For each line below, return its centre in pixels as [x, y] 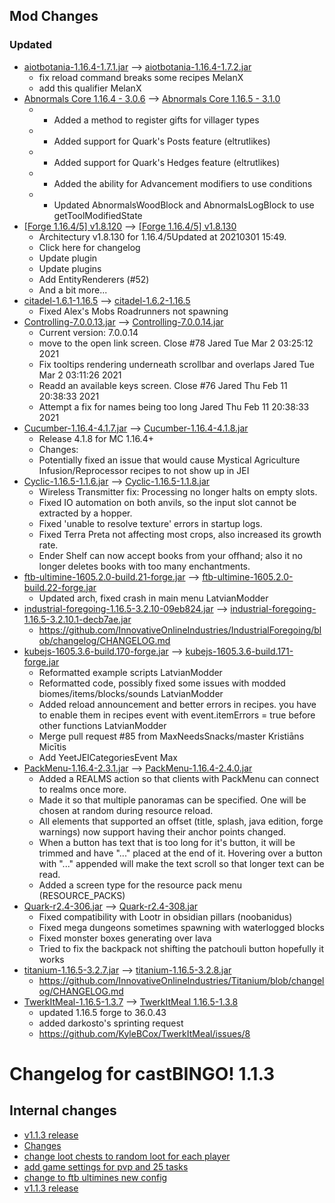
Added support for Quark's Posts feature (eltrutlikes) [162, 141]
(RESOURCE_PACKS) [82, 895]
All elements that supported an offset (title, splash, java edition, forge [181, 821]
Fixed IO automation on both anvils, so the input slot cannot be [167, 502]
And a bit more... [73, 290]
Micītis [52, 746]
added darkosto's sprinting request [111, 1023]
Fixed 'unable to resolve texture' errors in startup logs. [150, 523]
